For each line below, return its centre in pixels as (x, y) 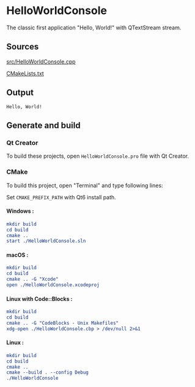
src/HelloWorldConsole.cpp (41, 61)
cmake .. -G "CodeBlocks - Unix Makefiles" (63, 323)
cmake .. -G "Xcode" (33, 279)
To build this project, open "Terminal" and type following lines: (85, 185)
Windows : (20, 211)
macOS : (17, 255)
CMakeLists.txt (25, 73)
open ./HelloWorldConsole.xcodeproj (53, 285)
